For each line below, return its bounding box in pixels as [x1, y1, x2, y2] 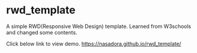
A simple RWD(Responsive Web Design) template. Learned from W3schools [6, 23, 191, 30]
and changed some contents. [6, 29, 77, 36]
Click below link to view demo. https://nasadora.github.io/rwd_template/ [6, 40, 182, 47]
